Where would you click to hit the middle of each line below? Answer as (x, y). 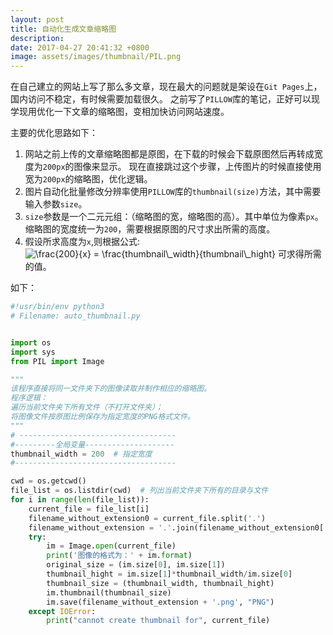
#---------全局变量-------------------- (92, 444)
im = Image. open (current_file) (111, 546)
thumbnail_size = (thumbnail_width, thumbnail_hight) (160, 583)
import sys (33, 352)
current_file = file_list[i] (89, 509)
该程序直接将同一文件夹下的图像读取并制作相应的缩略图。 (111, 389)
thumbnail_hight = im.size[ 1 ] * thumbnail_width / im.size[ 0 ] (169, 574)
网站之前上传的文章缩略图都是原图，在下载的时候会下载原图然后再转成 (169, 154)
